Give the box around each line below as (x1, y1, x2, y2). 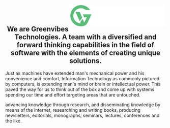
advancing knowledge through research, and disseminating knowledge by (5, 102, 161, 108)
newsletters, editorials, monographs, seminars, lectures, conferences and (5, 112, 160, 118)
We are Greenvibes (7, 25, 69, 34)
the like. (5, 117, 22, 124)
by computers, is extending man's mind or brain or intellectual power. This (5, 81, 161, 87)
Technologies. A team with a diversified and (14, 33, 157, 42)
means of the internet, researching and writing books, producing (5, 107, 141, 113)
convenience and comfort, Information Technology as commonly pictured (5, 75, 160, 81)
